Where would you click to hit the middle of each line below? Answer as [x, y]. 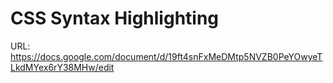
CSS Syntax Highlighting [115, 18]
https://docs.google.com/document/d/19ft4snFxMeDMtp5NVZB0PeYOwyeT [166, 56]
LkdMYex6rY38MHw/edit [62, 67]
